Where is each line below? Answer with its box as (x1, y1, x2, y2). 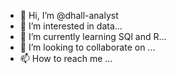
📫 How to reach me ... (19, 53, 113, 64)
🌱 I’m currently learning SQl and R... (19, 31, 167, 42)
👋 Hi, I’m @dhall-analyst (19, 10, 119, 21)
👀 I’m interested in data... (19, 20, 123, 32)
